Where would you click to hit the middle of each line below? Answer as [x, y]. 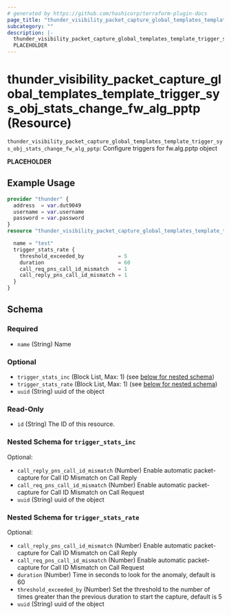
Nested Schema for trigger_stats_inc [71, 442]
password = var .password [49, 218]
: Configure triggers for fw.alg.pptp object [158, 148]
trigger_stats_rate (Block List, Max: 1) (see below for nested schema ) [117, 384]
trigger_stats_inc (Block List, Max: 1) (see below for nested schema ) [116, 377]
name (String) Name [44, 344]
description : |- [30, 33]
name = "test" [33, 243]
